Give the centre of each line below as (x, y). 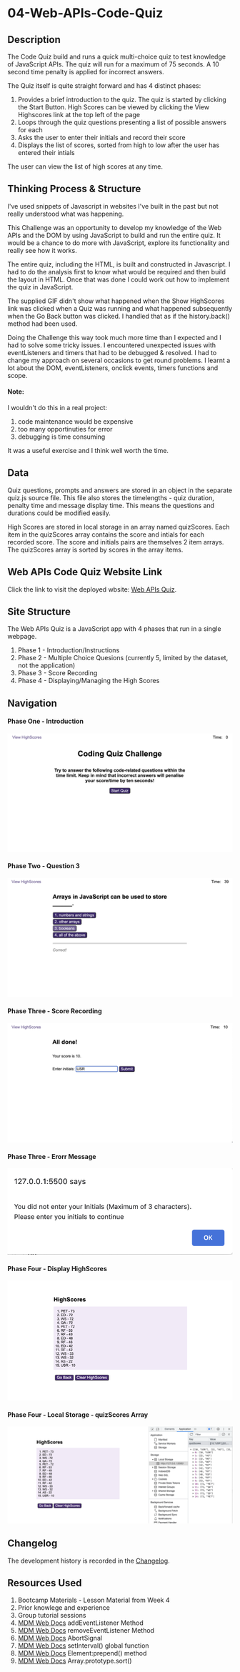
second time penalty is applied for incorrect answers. (86, 72)
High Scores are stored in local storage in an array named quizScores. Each (119, 527)
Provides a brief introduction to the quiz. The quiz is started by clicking (122, 99)
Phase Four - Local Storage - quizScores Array (78, 1414)
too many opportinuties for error (65, 429)
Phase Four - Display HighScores (57, 1268)
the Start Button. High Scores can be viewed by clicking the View (113, 107)
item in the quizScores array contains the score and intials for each (106, 534)
